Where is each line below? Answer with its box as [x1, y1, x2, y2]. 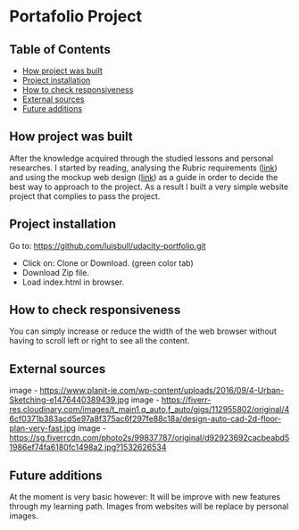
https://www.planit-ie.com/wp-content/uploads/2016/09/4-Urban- [39, 385, 285, 396]
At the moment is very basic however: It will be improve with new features [9, 492, 281, 502]
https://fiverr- [161, 394, 212, 405]
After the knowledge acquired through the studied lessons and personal [9, 153, 274, 163]
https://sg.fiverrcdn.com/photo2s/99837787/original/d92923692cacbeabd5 [9, 433, 290, 443]
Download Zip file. [21, 267, 89, 277]
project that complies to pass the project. [9, 190, 161, 202]
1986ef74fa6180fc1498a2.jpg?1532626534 [9, 442, 167, 452]
